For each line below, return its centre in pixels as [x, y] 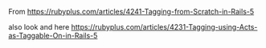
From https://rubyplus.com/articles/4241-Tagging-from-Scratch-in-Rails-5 [131, 12]
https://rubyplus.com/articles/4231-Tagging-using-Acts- [164, 27]
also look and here [39, 27]
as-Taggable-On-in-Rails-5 [53, 36]
